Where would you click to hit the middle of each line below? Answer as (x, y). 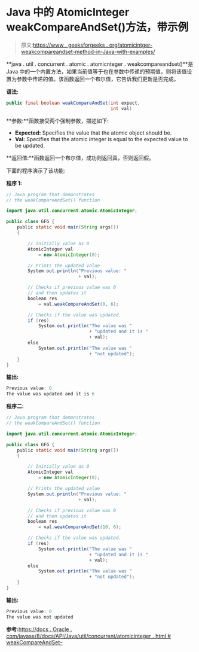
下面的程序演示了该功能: (36, 170)
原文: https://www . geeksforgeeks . (64, 45)
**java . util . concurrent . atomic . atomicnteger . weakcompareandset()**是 (100, 64)
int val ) (121, 108)
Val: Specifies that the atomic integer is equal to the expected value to (101, 139)
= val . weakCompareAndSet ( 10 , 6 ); (79, 527)
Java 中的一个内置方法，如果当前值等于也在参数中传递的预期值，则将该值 (97, 71)
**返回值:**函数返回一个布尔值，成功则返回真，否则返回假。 (80, 158)
